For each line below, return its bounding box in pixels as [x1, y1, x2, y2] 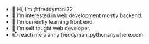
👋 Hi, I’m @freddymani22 [11, 6, 73, 12]
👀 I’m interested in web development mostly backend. [11, 12, 143, 19]
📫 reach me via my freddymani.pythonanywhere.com [11, 32, 144, 38]
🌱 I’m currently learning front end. [11, 18, 95, 25]
